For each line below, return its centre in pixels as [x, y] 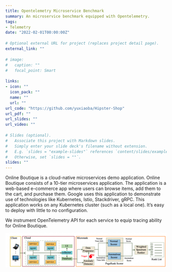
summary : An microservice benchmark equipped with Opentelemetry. [78, 16]
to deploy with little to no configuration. [47, 210]
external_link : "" [25, 49]
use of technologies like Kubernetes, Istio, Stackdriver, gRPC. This [75, 200]
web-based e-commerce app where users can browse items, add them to [83, 189]
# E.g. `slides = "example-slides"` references [59, 151]
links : [12, 81]
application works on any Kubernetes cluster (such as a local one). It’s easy [85, 205]
